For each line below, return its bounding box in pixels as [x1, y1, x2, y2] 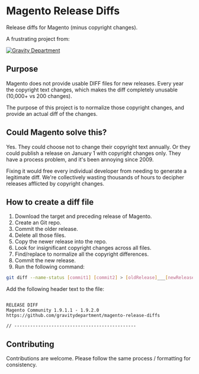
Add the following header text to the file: [6, 286, 105, 293]
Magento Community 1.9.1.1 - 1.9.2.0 [6, 308, 99, 313]
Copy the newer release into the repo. [14, 238, 108, 245]
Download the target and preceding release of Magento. [14, 213, 152, 220]
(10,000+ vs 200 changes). [6, 92, 72, 99]
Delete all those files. [14, 232, 66, 239]
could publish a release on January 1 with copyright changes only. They [6, 150, 181, 157]
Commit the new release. [14, 257, 76, 264]
